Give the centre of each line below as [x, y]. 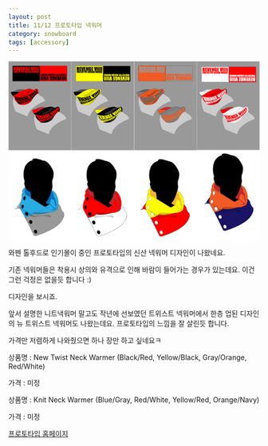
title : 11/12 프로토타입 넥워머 [55, 25]
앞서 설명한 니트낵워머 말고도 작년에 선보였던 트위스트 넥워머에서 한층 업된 [123, 314]
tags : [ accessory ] [39, 42]
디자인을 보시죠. [33, 297]
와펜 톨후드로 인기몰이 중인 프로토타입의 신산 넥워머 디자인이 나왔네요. [117, 253]
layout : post [30, 17]
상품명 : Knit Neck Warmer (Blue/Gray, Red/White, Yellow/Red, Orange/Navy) [134, 400]
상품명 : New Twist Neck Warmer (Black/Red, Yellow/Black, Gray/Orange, [128, 357]
